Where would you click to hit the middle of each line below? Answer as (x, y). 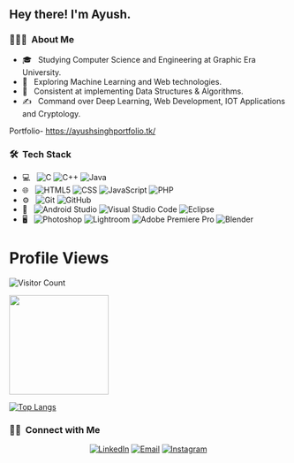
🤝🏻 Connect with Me (55, 429)
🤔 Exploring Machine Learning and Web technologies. (122, 81)
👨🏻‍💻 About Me (42, 40)
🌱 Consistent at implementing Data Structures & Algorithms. (133, 91)
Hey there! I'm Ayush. (70, 15)
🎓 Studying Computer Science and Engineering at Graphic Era (139, 59)
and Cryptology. (51, 113)
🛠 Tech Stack (41, 154)
